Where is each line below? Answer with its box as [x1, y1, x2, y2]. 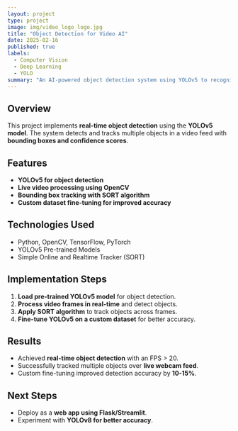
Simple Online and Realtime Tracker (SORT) [17, 252, 145, 261]
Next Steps [7, 389, 57, 401]
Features [7, 157, 47, 169]
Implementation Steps [7, 274, 108, 286]
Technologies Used [7, 219, 94, 231]
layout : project [7, 10, 55, 18]
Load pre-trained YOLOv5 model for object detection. [17, 292, 176, 301]
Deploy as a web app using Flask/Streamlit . [17, 408, 147, 417]
